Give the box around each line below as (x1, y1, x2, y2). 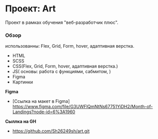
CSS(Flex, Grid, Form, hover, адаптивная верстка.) (12, 63, 118, 69)
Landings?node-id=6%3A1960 (12, 109, 76, 115)
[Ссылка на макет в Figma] (12, 98, 70, 104)
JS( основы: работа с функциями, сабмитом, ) (12, 69, 111, 74)
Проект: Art (5, 3, 56, 14)
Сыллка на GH (5, 119, 36, 125)
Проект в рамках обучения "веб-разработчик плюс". (5, 19, 119, 25)
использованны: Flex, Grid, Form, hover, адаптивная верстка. (5, 43, 135, 49)
